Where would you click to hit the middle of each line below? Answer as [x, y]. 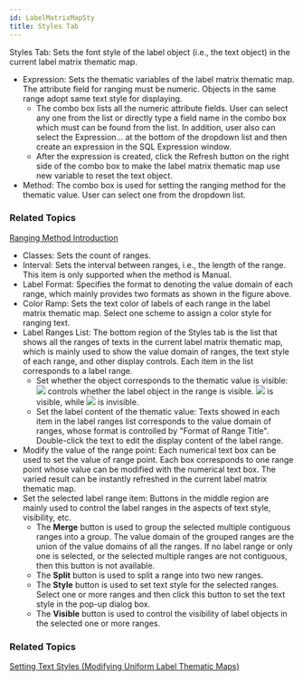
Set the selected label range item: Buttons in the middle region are [146, 498]
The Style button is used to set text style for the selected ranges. [157, 584]
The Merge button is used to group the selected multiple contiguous [163, 527]
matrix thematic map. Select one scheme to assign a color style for [147, 312]
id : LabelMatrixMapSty [52, 18]
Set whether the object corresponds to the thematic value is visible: [162, 380]
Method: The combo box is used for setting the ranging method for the [154, 185]
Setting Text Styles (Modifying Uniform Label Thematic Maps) [124, 667]
